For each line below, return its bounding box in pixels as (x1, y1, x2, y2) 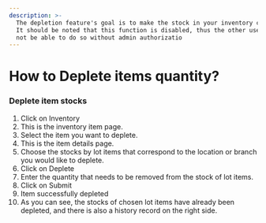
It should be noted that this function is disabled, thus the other (16, 26, 246, 34)
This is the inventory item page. (20, 121, 123, 131)
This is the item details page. (20, 139, 114, 148)
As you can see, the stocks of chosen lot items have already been (20, 197, 235, 206)
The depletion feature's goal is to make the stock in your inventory (16, 19, 253, 27)
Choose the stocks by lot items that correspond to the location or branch (20, 147, 257, 156)
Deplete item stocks (9, 95, 88, 106)
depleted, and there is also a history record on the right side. (20, 206, 218, 215)
